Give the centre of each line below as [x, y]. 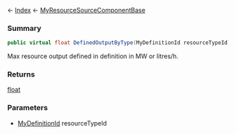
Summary [25, 28]
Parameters [27, 108]
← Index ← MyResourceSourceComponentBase [77, 10]
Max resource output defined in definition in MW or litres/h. [93, 56]
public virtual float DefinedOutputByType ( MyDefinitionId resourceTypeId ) [119, 43]
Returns [21, 74]
